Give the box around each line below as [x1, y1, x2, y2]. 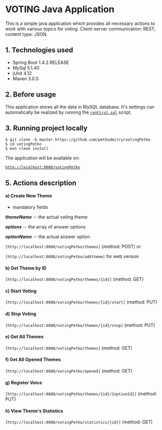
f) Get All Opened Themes [5, 356, 61, 362]
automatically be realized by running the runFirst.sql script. [5, 109, 132, 115]
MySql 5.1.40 [12, 64, 39, 71]
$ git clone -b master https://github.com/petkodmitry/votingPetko [5, 137, 151, 143]
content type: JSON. [5, 31, 48, 37]
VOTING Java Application [5, 4, 115, 15]
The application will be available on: [5, 155, 80, 161]
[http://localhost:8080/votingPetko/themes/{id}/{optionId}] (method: [5, 391, 157, 397]
